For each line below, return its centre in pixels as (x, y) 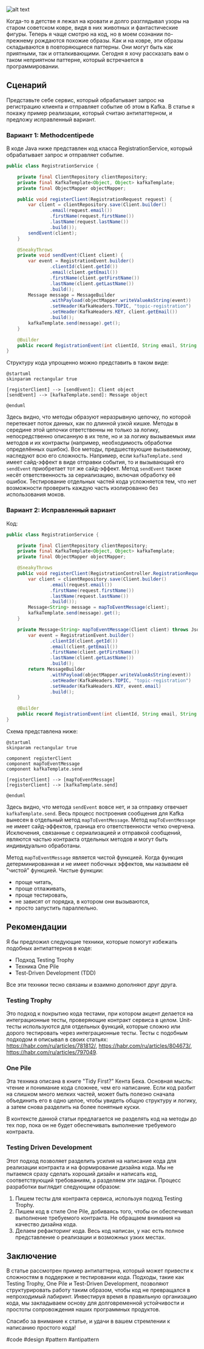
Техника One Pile (37, 966)
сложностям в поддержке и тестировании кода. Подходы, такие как (95, 1277)
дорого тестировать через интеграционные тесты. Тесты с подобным (97, 1033)
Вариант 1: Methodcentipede (50, 135)
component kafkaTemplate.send (45, 769)
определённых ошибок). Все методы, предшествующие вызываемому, (99, 449)
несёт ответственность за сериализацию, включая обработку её (91, 475)
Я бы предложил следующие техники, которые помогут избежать (92, 941)
